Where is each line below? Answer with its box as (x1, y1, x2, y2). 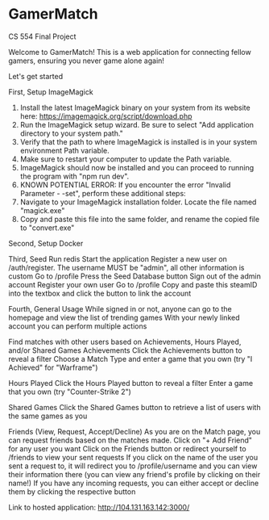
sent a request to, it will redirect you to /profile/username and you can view (8, 461, 258, 471)
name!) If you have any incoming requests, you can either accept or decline (8, 478, 259, 488)
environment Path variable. (19, 145, 110, 155)
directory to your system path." (19, 128, 123, 138)
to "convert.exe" (19, 223, 75, 233)
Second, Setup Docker (8, 238, 84, 248)
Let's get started (8, 71, 64, 81)
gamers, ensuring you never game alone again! (8, 56, 165, 65)
